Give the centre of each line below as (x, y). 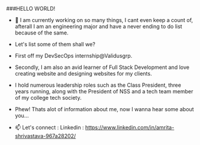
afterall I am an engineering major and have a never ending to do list (99, 26)
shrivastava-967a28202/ (45, 136)
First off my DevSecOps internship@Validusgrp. (73, 56)
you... (22, 116)
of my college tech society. (48, 98)
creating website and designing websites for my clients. (83, 73)
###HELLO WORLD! (31, 9)
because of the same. (41, 33)
